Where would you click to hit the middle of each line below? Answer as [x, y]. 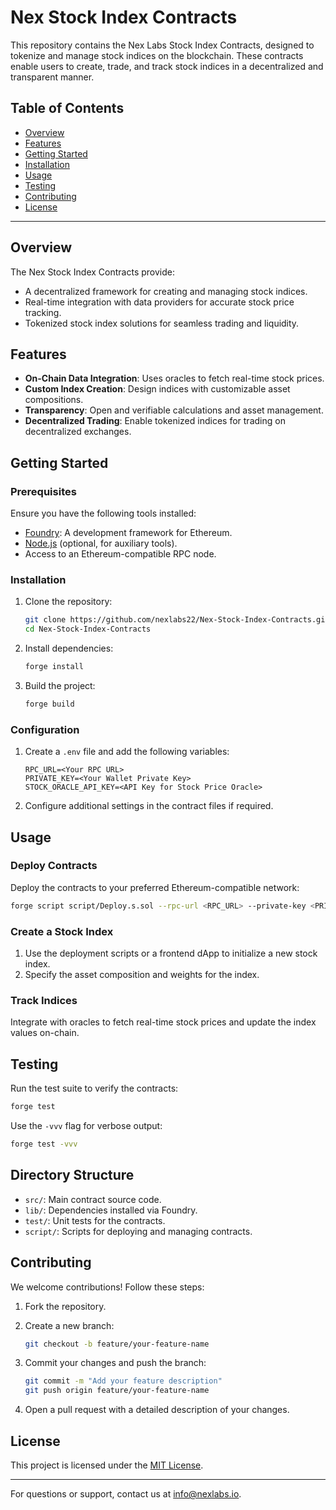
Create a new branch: [69, 1325]
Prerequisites [43, 491]
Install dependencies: [69, 648]
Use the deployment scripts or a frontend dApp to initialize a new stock [171, 953]
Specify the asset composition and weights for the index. [142, 975]
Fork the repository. [65, 1306]
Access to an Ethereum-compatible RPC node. [120, 554]
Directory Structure [72, 1175]
